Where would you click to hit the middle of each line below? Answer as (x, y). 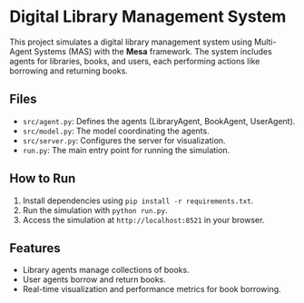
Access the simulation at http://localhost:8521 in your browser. (143, 220)
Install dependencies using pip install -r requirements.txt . (138, 200)
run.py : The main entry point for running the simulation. (126, 150)
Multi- (265, 42)
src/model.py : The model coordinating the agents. (116, 131)
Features (35, 248)
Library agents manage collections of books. (106, 270)
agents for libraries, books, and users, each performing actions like (135, 61)
